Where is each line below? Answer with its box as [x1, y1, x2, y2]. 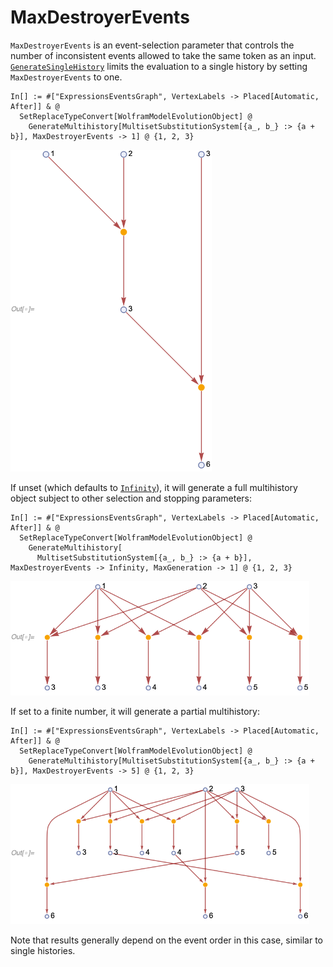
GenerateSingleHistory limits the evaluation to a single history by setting [10, 60, 308, 72]
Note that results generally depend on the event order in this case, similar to [10, 934, 323, 946]
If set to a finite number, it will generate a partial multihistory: [10, 706, 260, 718]
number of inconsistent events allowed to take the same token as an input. [10, 49, 317, 61]
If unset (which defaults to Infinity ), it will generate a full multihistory [10, 482, 298, 494]
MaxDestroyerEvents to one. [10, 71, 123, 83]
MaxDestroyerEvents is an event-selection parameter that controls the [10, 39, 295, 51]
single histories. [10, 945, 76, 957]
